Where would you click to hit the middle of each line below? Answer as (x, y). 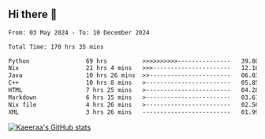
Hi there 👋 (33, 15)
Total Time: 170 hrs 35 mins (56, 47)
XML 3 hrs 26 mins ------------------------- (119, 112)
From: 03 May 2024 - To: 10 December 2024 (79, 32)
